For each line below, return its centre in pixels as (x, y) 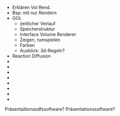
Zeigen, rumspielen (40, 40)
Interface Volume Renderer (48, 34)
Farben (27, 45)
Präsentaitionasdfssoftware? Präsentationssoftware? (60, 109)
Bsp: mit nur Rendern (34, 13)
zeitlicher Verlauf (37, 23)
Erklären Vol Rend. (32, 7)
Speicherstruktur (37, 29)
